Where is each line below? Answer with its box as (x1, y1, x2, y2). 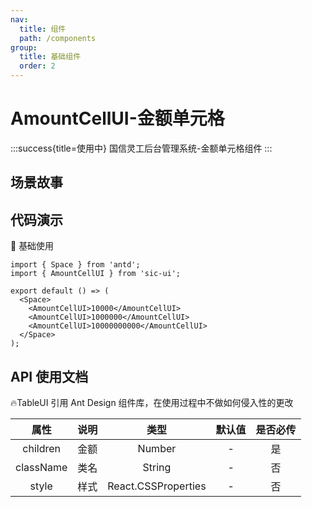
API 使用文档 (10, 368, 89, 385)
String (142, 460, 172, 474)
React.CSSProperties (107, 479, 207, 493)
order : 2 (19, 61, 56, 71)
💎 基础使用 (10, 240, 55, 252)
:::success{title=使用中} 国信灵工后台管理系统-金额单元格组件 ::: (10, 142, 273, 154)
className (15, 460, 68, 474)
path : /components (19, 33, 97, 43)
